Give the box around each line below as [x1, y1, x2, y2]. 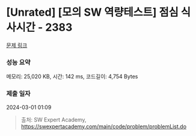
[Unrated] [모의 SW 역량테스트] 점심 [6, 5, 179, 19]
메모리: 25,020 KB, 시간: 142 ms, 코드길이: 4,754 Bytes [6, 73, 138, 80]
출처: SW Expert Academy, [20, 116, 87, 123]
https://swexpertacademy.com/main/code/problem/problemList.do [20, 123, 187, 130]
